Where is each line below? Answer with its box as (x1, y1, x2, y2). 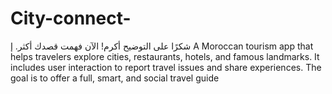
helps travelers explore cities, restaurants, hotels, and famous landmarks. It (10, 50, 320, 62)
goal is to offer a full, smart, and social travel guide (10, 72, 220, 84)
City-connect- (10, 7, 132, 30)
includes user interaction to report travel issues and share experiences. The (10, 61, 322, 73)
